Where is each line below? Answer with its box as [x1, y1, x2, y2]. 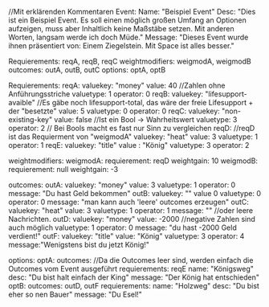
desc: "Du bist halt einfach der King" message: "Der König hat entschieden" [8, 272, 259, 282]
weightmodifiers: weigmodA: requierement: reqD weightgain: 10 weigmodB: [8, 156, 259, 166]
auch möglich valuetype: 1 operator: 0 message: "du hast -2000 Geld [8, 223, 237, 232]
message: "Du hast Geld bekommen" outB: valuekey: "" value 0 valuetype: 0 [8, 189, 262, 198]
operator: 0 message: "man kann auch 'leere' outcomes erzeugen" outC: [8, 197, 249, 207]
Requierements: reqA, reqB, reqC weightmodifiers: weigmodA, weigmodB [8, 56, 251, 66]
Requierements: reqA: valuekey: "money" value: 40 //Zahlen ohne [8, 80, 226, 90]
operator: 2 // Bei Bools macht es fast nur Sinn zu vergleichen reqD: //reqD [8, 124, 255, 133]
